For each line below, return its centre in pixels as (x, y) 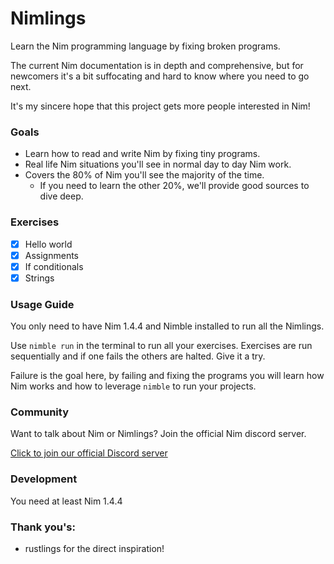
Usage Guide (42, 304)
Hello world (48, 244)
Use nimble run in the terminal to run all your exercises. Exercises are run (161, 346)
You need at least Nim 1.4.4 (66, 501)
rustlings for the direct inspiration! (94, 548)
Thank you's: (43, 527)
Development (44, 479)
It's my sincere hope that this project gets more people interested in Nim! (160, 106)
